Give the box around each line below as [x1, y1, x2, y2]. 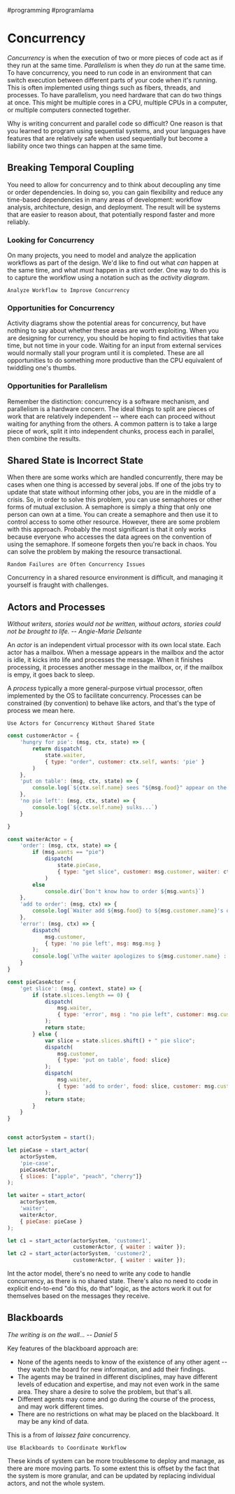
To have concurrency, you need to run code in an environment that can [7, 68, 212, 76]
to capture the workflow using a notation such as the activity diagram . [7, 273, 210, 282]
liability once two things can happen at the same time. [7, 141, 163, 150]
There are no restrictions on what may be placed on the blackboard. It [17, 1409, 219, 1418]
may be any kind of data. [17, 1417, 90, 1425]
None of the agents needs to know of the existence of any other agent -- [17, 1357, 227, 1366]
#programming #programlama [7, 6, 94, 14]
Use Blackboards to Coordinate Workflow [7, 1444, 127, 1451]
